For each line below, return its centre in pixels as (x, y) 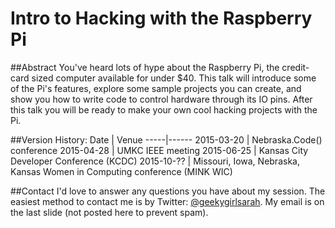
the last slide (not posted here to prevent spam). (109, 212)
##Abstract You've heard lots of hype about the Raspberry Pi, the (145, 67)
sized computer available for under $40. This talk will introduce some (174, 78)
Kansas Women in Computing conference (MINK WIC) (121, 171)
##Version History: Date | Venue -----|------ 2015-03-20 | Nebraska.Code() (166, 139)
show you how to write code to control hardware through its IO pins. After (161, 99)
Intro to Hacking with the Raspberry (161, 18)
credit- (295, 67)
